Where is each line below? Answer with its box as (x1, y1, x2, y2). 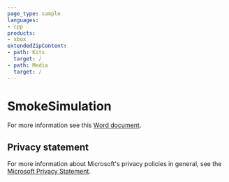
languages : (7, 17, 39, 24)
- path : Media (7, 62, 49, 69)
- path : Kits (7, 49, 45, 56)
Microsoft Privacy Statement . (7, 167, 91, 176)
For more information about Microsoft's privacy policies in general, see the (7, 160, 222, 168)
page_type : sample (7, 10, 61, 17)
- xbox (7, 36, 27, 43)
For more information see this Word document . (7, 121, 142, 129)
